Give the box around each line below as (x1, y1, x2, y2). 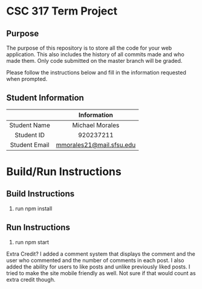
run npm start (15, 238, 50, 245)
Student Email (10, 140, 50, 149)
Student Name (9, 121, 50, 129)
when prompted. (6, 76, 48, 82)
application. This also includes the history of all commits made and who (6, 51, 184, 58)
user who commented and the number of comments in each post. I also (6, 256, 184, 264)
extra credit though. (6, 276, 56, 283)
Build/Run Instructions (6, 165, 122, 178)
